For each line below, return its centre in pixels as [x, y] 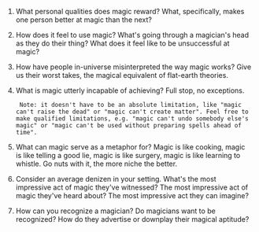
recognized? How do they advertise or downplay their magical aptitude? [132, 219]
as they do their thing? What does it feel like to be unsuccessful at [122, 43]
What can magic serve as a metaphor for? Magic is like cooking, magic [130, 147]
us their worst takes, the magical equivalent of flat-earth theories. [122, 75]
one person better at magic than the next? [83, 20]
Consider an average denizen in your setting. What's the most [116, 179]
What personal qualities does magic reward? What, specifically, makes [130, 11]
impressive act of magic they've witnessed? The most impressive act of [132, 187]
